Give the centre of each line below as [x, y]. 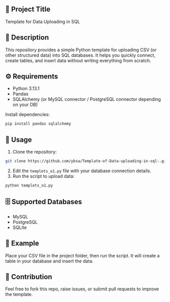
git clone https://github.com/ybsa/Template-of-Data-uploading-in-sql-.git [87, 161]
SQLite [19, 227]
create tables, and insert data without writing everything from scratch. [78, 60]
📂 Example [22, 243]
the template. [19, 294]
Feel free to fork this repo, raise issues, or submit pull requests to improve [82, 289]
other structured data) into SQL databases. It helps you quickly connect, [80, 55]
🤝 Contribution [29, 277]
